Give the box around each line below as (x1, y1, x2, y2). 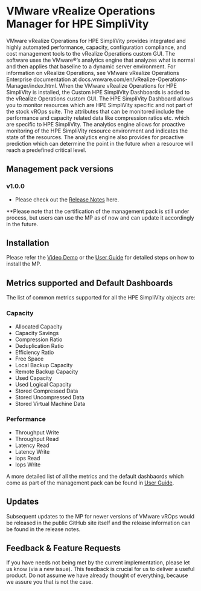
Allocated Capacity (14, 322, 63, 330)
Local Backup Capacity (14, 361, 73, 368)
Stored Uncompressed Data (14, 393, 85, 400)
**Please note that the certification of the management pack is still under (6, 207, 190, 215)
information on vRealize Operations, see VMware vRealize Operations (6, 69, 179, 76)
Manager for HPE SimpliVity (6, 17, 149, 31)
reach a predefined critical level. (6, 146, 86, 154)
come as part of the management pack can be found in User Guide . (6, 479, 174, 486)
